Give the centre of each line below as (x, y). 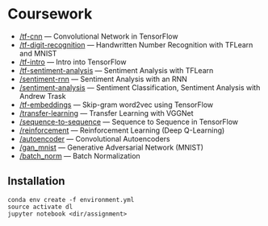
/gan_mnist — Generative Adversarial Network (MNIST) (111, 147)
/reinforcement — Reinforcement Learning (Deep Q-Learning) (122, 130)
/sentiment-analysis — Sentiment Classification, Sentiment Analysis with (140, 87)
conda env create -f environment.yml (71, 199)
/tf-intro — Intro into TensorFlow (73, 62)
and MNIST (38, 53)
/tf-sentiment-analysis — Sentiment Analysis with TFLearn (116, 70)
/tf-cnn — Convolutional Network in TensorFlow (98, 36)
